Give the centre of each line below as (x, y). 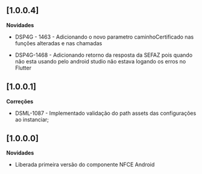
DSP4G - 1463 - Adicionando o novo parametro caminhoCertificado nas (104, 37)
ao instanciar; (32, 119)
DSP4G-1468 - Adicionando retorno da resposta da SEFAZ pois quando (104, 55)
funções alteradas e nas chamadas (58, 43)
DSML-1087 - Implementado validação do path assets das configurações (106, 113)
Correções (20, 101)
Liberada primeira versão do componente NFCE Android (85, 165)
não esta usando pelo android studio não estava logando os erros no (100, 61)
